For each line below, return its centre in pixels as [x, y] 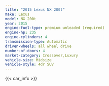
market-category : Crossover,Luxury [42, 55]
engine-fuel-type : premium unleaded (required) [55, 28]
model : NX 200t [21, 19]
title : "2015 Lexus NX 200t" [35, 10]
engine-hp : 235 [21, 32]
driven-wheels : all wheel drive [38, 46]
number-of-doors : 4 [25, 51]
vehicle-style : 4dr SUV [30, 64]
